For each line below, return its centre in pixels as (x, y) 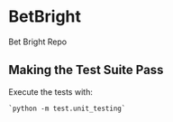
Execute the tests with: (51, 91)
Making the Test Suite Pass (86, 70)
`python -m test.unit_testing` (67, 108)
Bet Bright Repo (38, 42)
